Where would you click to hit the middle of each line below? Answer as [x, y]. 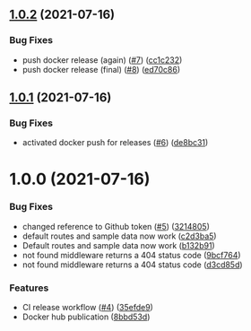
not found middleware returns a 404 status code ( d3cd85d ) [133, 265]
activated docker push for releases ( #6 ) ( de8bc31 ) [115, 143]
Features [29, 288]
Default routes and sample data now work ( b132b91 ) [118, 245]
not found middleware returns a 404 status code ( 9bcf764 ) [131, 255]
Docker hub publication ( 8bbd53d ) [86, 317]
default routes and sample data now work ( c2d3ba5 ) [119, 236]
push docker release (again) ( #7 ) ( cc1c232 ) [102, 60]
